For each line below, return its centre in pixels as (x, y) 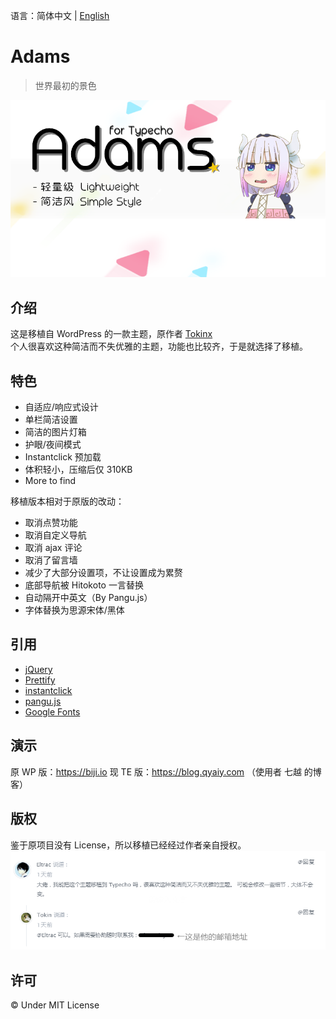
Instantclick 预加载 (63, 457)
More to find (50, 481)
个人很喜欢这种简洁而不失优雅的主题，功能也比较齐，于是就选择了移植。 (159, 346)
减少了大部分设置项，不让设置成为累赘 (103, 573)
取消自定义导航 (55, 535)
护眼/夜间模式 (53, 445)
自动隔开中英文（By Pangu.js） (88, 598)
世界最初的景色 (65, 85)
